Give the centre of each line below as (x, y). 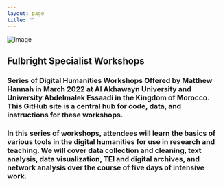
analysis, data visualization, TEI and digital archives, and (104, 159)
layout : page (26, 13)
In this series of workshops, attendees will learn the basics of (111, 133)
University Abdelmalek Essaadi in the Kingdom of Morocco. (108, 97)
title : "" (21, 20)
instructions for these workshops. (65, 115)
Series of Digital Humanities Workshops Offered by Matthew (110, 80)
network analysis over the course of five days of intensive (106, 167)
